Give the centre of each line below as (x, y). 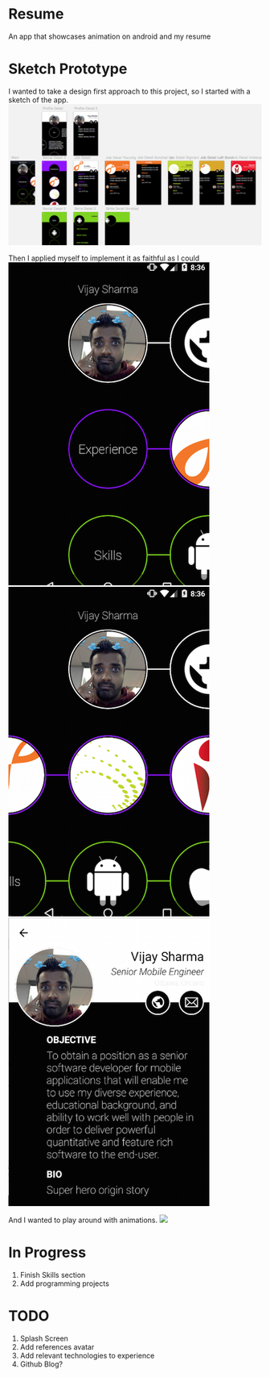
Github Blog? (41, 1364)
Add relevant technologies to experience (87, 1355)
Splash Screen (44, 1338)
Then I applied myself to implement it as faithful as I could (104, 258)
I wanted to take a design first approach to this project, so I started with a (129, 91)
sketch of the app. (39, 100)
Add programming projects (65, 1283)
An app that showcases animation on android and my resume (110, 36)
